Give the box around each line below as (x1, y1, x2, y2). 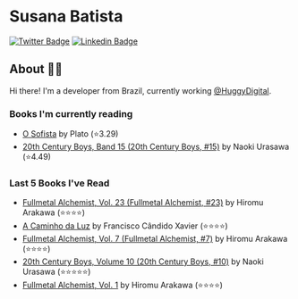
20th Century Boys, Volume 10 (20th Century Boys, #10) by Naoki (21, 256, 264, 267)
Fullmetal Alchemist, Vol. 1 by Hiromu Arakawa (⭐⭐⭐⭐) (21, 279, 224, 291)
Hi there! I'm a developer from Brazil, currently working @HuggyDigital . (9, 85, 272, 96)
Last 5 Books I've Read (9, 177, 110, 189)
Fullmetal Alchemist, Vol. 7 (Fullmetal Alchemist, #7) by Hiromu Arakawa (21, 234, 288, 245)
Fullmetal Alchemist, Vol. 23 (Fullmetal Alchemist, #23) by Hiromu (21, 197, 264, 208)
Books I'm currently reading (9, 107, 133, 120)
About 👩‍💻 (9, 62, 64, 77)
